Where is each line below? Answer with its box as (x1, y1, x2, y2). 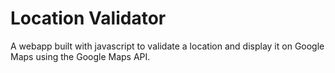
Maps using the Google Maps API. (10, 50, 151, 62)
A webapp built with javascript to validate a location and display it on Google (10, 40, 325, 52)
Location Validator (10, 7, 167, 30)
